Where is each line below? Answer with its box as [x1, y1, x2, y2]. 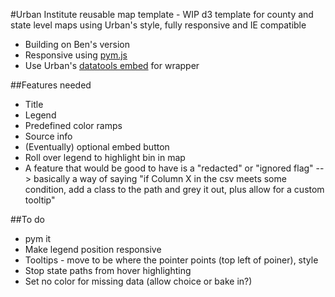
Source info [24, 130, 73, 142]
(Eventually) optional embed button [24, 141, 170, 153]
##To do [10, 214, 45, 225]
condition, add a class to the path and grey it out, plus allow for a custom [24, 184, 325, 195]
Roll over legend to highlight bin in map [24, 152, 186, 163]
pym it [24, 233, 52, 244]
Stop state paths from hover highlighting [24, 265, 192, 276]
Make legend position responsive [24, 244, 162, 255]
